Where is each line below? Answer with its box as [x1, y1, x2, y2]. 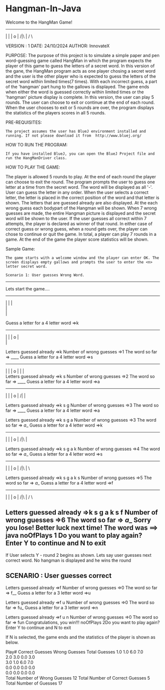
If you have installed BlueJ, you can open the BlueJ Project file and [5, 151, 155, 156]
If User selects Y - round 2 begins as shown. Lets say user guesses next [5, 552, 152, 558]
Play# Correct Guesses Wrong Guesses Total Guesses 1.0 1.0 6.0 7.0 [5, 649, 143, 655]
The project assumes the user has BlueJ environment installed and [5, 129, 146, 134]
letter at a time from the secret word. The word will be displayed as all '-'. [5, 184, 153, 190]
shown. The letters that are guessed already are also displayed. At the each [5, 200, 158, 205]
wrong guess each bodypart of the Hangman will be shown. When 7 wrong [5, 205, 157, 211]
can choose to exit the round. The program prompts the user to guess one [5, 179, 155, 185]
